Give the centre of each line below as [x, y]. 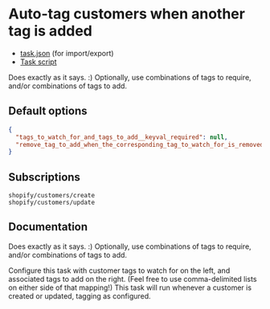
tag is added [50, 31]
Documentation [48, 227]
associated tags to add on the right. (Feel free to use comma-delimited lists [133, 279]
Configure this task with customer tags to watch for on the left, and [119, 270]
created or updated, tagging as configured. [80, 296]
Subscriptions [44, 177]
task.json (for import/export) [67, 53]
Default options [48, 111]
